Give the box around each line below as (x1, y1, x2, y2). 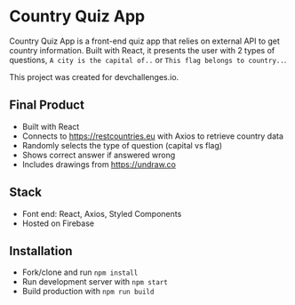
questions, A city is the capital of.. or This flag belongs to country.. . (9, 54, 287, 65)
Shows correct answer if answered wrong (21, 149, 176, 160)
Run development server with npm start (21, 277, 169, 287)
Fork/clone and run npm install (21, 267, 139, 277)
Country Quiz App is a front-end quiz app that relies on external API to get (9, 36, 280, 46)
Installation (9, 243, 73, 259)
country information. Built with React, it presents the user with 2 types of (9, 44, 275, 55)
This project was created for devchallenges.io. (9, 71, 179, 82)
